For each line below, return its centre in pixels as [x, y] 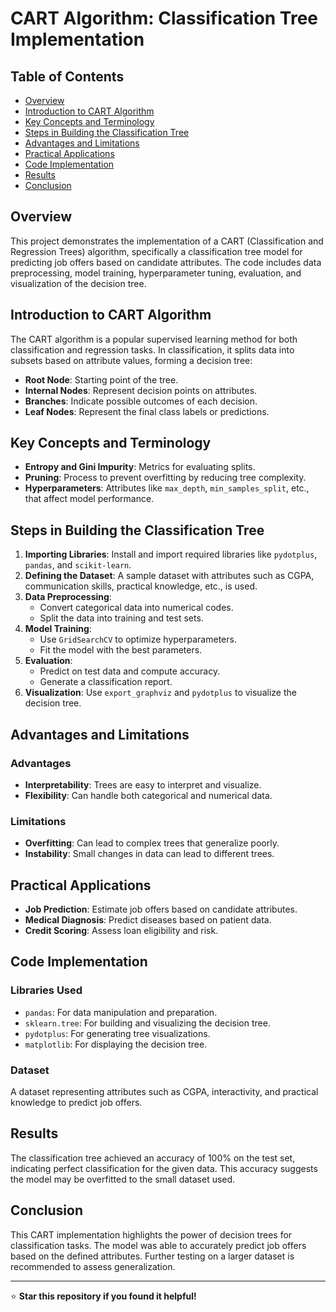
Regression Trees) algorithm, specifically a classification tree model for [156, 251]
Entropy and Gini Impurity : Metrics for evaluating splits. [140, 467]
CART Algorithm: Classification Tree [164, 18]
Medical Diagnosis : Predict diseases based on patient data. [148, 920]
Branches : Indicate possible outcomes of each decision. [141, 401]
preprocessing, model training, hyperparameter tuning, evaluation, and [156, 273]
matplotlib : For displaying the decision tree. [116, 1044]
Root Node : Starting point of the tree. [101, 379]
